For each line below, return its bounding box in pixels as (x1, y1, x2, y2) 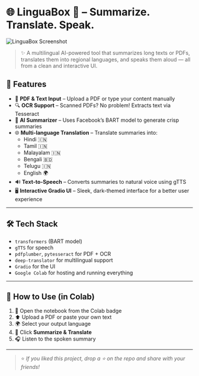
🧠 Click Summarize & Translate (14, 329, 92, 336)
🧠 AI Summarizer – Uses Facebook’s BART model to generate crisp (14, 116, 179, 124)
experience (14, 195, 43, 203)
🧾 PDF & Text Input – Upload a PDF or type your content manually (14, 95, 175, 102)
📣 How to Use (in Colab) (6, 291, 95, 302)
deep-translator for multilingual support (14, 257, 113, 264)
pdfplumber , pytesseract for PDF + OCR (14, 250, 111, 257)
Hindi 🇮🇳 (23, 135, 47, 142)
